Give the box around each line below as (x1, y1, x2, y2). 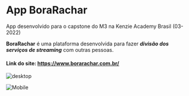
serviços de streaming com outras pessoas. (6, 46, 114, 53)
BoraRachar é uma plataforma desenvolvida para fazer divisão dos (6, 40, 169, 47)
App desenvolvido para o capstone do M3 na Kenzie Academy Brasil (6, 23, 171, 30)
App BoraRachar (6, 3, 88, 17)
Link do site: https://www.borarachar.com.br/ (6, 59, 119, 67)
